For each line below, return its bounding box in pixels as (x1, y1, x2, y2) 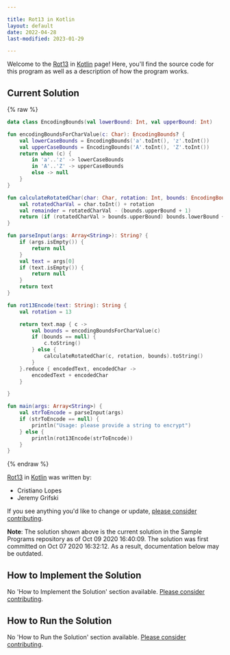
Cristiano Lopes (16, 486, 62, 495)
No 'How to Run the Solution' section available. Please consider (7, 632, 186, 641)
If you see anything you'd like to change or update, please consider (7, 507, 197, 515)
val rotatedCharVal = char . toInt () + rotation (19, 200, 155, 208)
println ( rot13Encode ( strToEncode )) (31, 435, 133, 442)
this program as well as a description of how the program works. (7, 67, 190, 75)
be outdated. (7, 549, 43, 558)
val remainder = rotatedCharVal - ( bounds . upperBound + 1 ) (19, 207, 192, 214)
